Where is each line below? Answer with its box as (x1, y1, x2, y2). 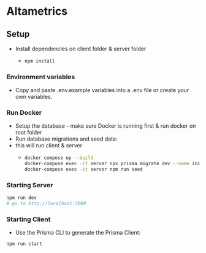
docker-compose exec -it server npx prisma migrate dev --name (24, 161, 190, 167)
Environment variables (6, 72, 75, 81)
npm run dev (6, 195, 37, 201)
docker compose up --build (24, 155, 94, 161)
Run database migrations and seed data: (15, 135, 118, 142)
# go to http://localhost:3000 (6, 201, 86, 207)
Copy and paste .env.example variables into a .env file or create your (15, 87, 189, 94)
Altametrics (6, 4, 68, 18)
